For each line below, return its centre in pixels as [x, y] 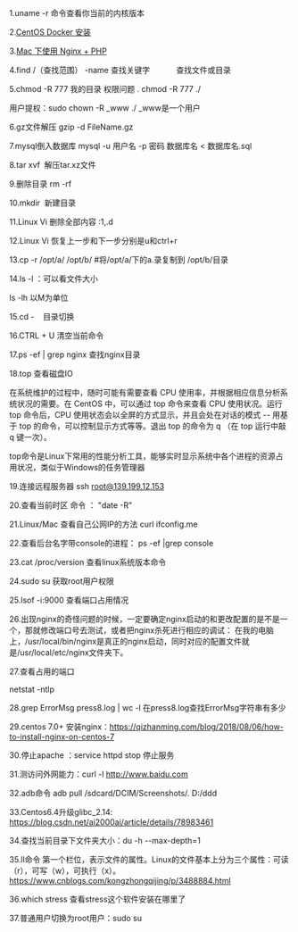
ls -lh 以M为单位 [39, 298]
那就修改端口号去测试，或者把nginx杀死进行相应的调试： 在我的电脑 [149, 630]
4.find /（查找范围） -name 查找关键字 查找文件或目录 [120, 70]
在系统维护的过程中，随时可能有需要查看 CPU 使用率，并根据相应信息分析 [145, 392]
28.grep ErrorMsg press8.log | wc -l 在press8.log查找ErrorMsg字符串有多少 [148, 707]
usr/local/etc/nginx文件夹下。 [74, 653]
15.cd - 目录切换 [42, 316]
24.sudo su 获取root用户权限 [62, 581]
